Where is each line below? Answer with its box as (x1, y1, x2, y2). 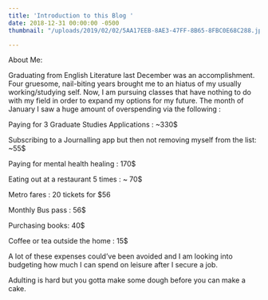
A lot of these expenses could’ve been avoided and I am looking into (8, 251, 233, 261)
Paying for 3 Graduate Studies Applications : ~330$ (8, 120, 178, 130)
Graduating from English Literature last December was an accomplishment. (8, 71, 255, 80)
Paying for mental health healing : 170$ (8, 159, 136, 169)
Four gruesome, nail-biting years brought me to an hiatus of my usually (8, 79, 242, 88)
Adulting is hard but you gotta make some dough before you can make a (8, 275, 246, 285)
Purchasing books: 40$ (8, 220, 85, 231)
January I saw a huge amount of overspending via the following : (8, 104, 222, 114)
